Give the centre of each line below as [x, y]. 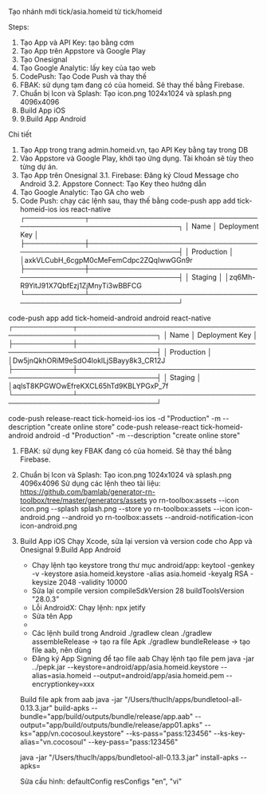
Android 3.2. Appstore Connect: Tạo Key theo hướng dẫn [113, 184]
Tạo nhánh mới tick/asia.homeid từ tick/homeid [85, 12]
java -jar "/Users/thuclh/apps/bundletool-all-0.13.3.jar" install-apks [129, 757]
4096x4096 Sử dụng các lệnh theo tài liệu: [90, 483]
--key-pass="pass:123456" [133, 742]
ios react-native [85, 209]
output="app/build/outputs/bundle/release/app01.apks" [111, 725]
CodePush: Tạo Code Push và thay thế [83, 76]
